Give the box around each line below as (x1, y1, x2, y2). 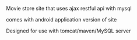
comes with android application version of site (6, 16, 117, 23)
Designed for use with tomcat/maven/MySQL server (6, 27, 131, 34)
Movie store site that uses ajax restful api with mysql (6, 5, 132, 12)
